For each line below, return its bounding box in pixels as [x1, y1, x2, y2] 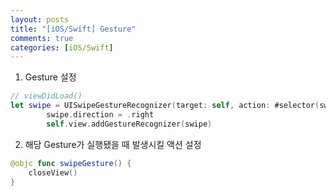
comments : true [10, 33, 74, 43]
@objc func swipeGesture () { [10, 158, 132, 168]
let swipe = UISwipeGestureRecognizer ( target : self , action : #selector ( [10, 101, 320, 111]
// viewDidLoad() [10, 91, 83, 101]
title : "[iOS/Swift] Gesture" [10, 24, 137, 34]
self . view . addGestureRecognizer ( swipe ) [46, 119, 213, 129]
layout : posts [10, 14, 70, 25]
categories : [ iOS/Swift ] [10, 42, 114, 53]
